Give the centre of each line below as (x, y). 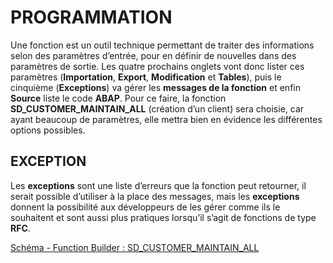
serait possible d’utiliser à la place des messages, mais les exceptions (155, 196)
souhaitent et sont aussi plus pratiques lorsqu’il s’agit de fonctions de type (163, 217)
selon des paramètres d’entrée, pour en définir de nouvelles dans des (153, 55)
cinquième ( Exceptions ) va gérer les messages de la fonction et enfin (155, 87)
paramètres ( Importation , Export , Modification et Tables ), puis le (146, 77)
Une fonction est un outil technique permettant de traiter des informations (162, 45)
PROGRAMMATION (91, 17)
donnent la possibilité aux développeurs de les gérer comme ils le (145, 207)
